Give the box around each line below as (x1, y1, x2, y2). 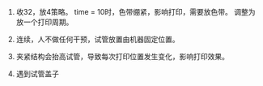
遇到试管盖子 (15, 69, 59, 79)
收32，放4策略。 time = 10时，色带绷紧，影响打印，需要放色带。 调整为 (15, 7, 256, 16)
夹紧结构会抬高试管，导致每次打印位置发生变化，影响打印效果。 (15, 52, 229, 61)
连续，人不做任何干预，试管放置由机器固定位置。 (15, 35, 180, 44)
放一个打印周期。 (15, 17, 74, 27)
